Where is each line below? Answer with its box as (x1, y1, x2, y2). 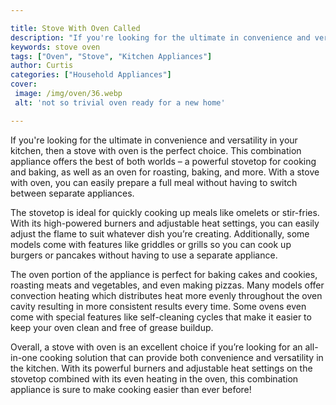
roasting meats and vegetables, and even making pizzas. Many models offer (10, 279, 325, 291)
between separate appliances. (10, 187, 135, 199)
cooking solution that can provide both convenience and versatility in (39, 351, 324, 363)
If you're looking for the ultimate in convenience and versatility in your (10, 134, 298, 146)
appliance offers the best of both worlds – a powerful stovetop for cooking (10, 155, 317, 167)
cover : (10, 79, 38, 90)
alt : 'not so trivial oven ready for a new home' (14, 97, 226, 108)
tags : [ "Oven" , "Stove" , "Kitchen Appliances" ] (10, 51, 213, 61)
